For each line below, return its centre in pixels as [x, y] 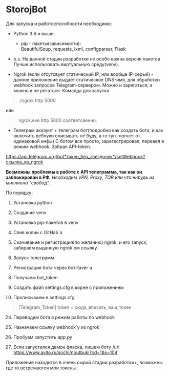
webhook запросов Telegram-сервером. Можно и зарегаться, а [83, 85]
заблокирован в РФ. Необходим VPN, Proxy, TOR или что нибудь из [80, 177]
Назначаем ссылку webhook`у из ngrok [56, 327]
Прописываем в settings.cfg [44, 297]
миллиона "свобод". [28, 182]
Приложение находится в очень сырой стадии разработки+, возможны [84, 362]
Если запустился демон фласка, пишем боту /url [66, 347]
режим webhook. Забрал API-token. [52, 147]
